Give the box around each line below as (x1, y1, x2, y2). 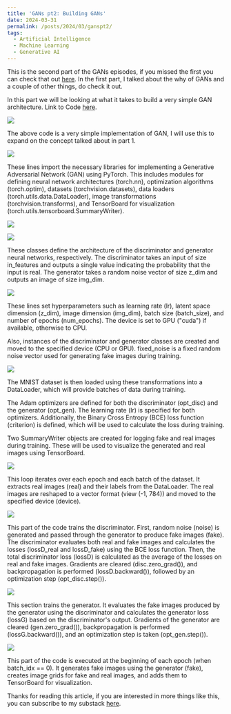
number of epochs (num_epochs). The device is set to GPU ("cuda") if (7, 316, 207, 324)
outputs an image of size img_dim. (7, 275, 105, 284)
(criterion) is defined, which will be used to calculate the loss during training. (7, 420, 225, 428)
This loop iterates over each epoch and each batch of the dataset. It (7, 475, 200, 483)
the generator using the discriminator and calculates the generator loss (7, 608, 209, 616)
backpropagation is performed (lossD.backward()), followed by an (7, 567, 195, 575)
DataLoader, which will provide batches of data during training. (7, 385, 186, 393)
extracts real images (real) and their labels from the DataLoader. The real (7, 482, 214, 490)
